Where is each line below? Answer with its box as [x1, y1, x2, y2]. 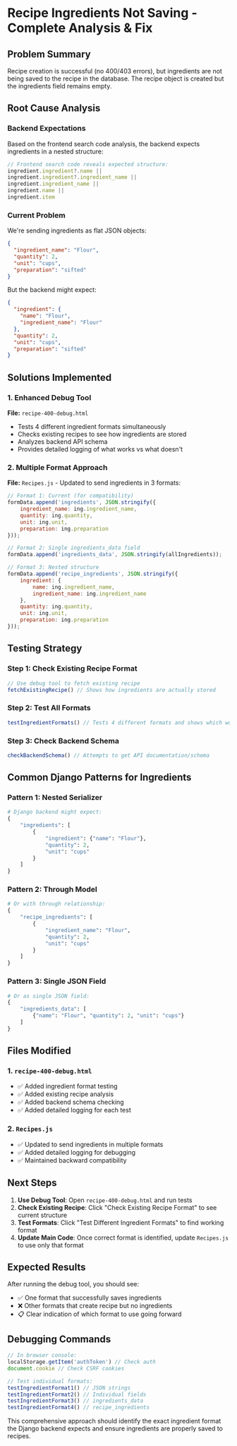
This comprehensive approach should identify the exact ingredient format [7, 1417, 221, 1426]
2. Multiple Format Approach [7, 462, 108, 472]
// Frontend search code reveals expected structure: [7, 160, 169, 167]
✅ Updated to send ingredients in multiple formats [17, 1140, 164, 1148]
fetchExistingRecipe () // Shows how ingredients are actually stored [7, 686, 217, 693]
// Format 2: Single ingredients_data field [7, 544, 140, 552]
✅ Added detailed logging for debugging [17, 1148, 136, 1156]
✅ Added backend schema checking [17, 1098, 125, 1107]
